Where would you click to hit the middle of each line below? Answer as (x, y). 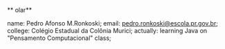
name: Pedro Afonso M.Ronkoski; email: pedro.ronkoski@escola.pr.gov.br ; (113, 23)
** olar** (20, 10)
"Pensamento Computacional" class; (59, 38)
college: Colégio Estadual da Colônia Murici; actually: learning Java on (107, 31)
